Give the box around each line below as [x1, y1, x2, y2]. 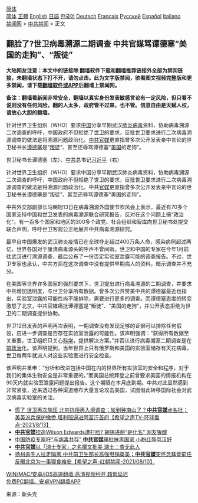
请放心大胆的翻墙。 [6, 109, 53, 116]
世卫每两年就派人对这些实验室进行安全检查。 [6, 351, 115, 358]
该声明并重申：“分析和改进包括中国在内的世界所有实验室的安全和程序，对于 [6, 364, 190, 371]
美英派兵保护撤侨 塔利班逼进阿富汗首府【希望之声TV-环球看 [14, 413, 160, 420]
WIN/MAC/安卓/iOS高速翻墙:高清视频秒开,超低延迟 [6, 471, 128, 478]
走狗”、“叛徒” [21, 50, 73, 60]
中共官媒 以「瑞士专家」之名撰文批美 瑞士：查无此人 [14, 443, 140, 450]
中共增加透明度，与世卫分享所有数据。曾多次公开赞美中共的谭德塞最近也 [6, 288, 181, 295]
